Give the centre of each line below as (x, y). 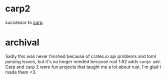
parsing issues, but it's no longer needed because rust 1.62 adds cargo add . (83, 61)
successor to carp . (24, 22)
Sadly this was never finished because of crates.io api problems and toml (81, 56)
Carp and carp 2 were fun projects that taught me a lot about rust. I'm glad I (83, 67)
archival (22, 42)
